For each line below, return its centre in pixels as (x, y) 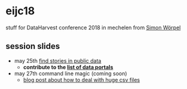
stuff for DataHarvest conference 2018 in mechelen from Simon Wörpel (93, 27)
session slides (33, 46)
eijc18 (20, 11)
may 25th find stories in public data (58, 60)
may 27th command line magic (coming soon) (70, 73)
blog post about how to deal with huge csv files (82, 79)
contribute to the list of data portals (68, 67)
